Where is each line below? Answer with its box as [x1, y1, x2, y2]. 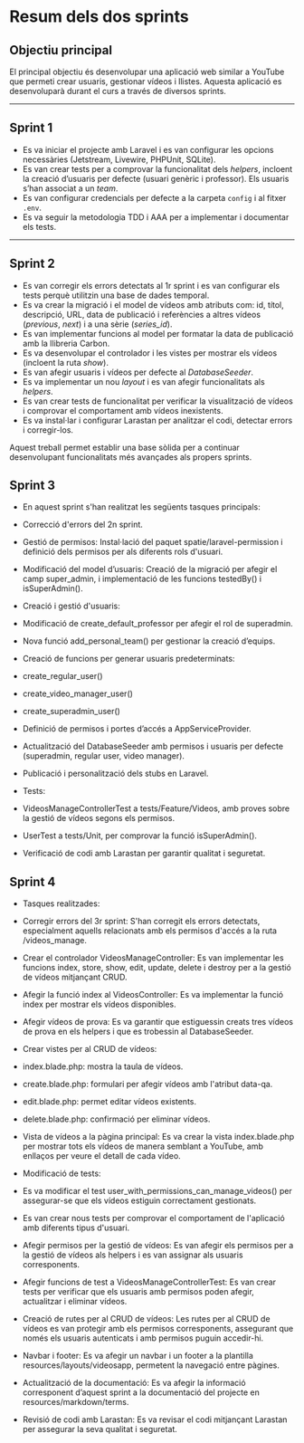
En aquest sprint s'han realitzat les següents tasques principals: [22, 502, 261, 512]
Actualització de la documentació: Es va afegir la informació [22, 1378, 246, 1389]
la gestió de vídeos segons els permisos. [22, 813, 175, 824]
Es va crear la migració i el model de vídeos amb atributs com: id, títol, [22, 299, 285, 310]
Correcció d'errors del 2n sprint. [22, 519, 143, 530]
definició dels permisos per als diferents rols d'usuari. [22, 546, 223, 558]
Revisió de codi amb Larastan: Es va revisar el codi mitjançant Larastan [22, 1414, 288, 1425]
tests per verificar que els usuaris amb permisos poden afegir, [22, 1286, 255, 1297]
